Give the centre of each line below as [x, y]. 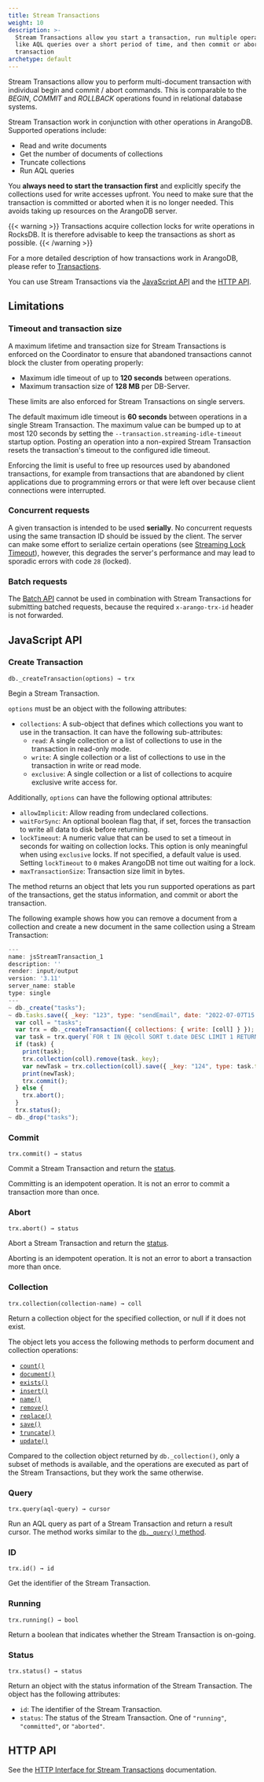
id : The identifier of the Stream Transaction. [91, 1709]
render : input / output [44, 972]
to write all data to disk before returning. [84, 829]
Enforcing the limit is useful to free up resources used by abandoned [119, 465]
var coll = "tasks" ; [49, 1023]
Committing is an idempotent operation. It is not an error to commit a [119, 1184]
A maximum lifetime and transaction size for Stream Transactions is [117, 346]
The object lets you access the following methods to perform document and [131, 1342]
